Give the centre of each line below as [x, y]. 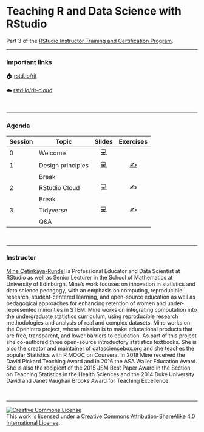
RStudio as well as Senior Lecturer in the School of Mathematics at [90, 277]
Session [21, 141]
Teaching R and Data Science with [94, 11]
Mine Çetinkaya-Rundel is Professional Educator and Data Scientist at [93, 271]
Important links [29, 62]
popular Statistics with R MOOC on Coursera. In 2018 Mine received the [96, 355]
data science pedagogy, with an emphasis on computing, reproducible [94, 290]
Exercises [133, 141]
